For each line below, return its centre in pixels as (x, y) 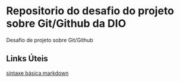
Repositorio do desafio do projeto (90, 11)
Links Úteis (27, 59)
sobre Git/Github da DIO (66, 23)
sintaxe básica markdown (37, 73)
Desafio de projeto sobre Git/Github (50, 40)
